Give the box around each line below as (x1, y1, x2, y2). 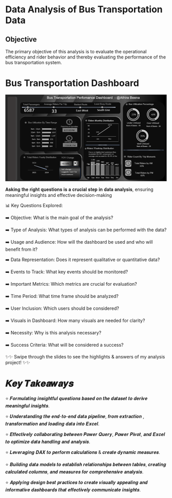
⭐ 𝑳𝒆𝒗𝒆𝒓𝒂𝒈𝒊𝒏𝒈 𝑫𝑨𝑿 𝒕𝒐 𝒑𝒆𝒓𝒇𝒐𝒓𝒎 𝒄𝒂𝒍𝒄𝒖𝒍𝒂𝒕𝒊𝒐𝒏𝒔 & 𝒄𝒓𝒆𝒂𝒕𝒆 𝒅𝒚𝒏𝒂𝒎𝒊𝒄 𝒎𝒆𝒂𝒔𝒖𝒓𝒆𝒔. (5, 449, 160, 455)
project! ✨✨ (5, 359, 31, 365)
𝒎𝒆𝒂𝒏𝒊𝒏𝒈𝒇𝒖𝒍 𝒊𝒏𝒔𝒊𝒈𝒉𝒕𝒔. (5, 403, 50, 409)
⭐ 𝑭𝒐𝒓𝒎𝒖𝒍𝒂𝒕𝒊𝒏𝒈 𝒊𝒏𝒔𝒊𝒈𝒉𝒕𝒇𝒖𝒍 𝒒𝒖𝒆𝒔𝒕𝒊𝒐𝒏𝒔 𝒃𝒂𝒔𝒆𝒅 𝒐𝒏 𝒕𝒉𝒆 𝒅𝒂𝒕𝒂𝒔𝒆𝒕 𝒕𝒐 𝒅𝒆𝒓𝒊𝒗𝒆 (5, 395, 147, 401)
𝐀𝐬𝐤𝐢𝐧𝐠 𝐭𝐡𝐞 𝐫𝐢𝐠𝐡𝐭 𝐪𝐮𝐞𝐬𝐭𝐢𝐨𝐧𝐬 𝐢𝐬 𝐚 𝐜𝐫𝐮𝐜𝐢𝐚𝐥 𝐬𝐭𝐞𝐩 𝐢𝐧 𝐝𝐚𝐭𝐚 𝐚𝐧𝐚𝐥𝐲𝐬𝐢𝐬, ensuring (5, 186, 154, 192)
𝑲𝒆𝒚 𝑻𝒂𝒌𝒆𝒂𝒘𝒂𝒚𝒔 (5, 377, 74, 389)
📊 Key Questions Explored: (5, 202, 63, 208)
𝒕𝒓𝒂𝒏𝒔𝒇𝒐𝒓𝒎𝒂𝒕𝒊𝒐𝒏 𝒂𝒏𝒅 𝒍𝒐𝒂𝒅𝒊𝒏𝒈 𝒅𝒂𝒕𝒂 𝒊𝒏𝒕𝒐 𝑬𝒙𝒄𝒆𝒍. (5, 421, 100, 427)
